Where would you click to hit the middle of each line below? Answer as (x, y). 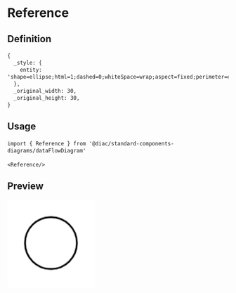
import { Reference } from (47, 143)
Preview (26, 187)
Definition (29, 39)
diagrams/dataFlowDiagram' (47, 150)
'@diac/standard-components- (131, 143)
